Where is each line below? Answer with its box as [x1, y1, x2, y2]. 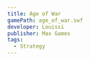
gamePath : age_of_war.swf [7, 17, 83, 24]
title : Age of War [7, 10, 61, 18]
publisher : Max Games [7, 29, 71, 37]
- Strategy [13, 43, 46, 50]
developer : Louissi [7, 23, 65, 30]
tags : [7, 36, 23, 43]
